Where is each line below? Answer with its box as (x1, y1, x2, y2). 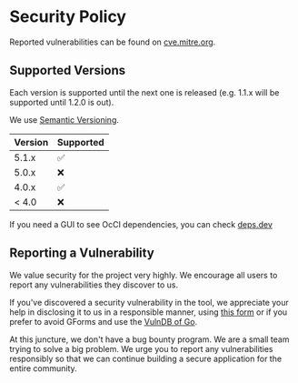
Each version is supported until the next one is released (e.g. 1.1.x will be (9, 86, 280, 97)
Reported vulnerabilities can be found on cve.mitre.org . (9, 36, 216, 47)
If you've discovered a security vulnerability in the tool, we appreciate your (9, 297, 289, 307)
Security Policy (9, 6, 127, 27)
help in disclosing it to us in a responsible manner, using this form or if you (9, 307, 288, 317)
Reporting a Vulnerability (9, 246, 154, 261)
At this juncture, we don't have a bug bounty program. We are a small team (9, 334, 290, 345)
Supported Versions (9, 63, 125, 78)
